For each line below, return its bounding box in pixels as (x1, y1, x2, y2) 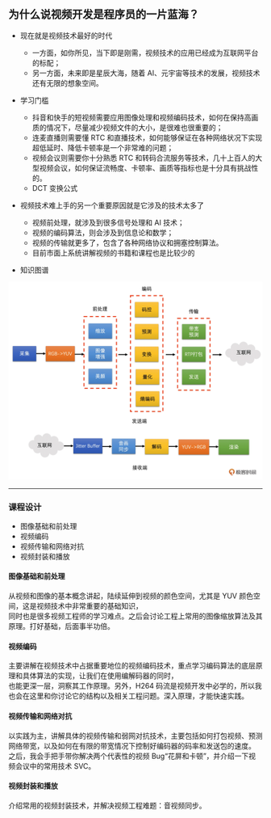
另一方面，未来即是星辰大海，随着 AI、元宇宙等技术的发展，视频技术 (31, 68, 261, 78)
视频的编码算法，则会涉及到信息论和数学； (31, 227, 174, 237)
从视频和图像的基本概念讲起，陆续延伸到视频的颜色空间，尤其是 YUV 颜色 (8, 591, 254, 601)
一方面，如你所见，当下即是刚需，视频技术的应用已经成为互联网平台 (31, 48, 259, 57)
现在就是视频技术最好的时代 (19, 31, 113, 40)
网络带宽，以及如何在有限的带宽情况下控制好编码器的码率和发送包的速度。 (8, 740, 256, 750)
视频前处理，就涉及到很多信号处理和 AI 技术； (31, 217, 185, 227)
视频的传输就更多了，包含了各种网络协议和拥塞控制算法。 (31, 238, 223, 247)
